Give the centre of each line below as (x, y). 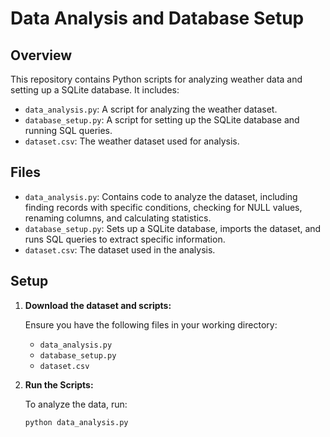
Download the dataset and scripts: (98, 305)
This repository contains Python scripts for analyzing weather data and (156, 79)
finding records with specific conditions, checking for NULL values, (163, 207)
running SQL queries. (68, 130)
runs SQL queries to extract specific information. (125, 239)
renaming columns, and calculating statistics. (118, 218)
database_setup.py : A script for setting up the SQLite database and (162, 120)
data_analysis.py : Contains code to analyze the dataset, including (161, 196)
